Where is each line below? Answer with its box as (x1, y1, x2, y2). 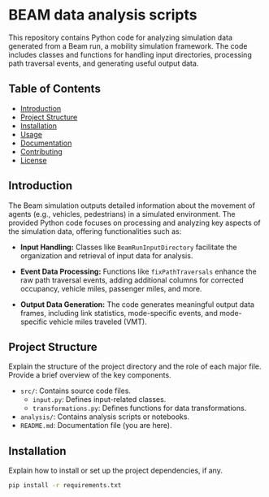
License (20, 155, 47, 165)
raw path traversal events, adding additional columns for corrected (20, 274, 244, 285)
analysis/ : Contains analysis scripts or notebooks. (20, 412, 189, 421)
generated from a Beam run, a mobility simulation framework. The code (8, 41, 248, 50)
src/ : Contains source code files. (20, 386, 132, 395)
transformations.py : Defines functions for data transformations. (32, 404, 247, 413)
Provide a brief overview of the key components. (8, 370, 172, 380)
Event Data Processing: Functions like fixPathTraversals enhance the (20, 266, 258, 276)
